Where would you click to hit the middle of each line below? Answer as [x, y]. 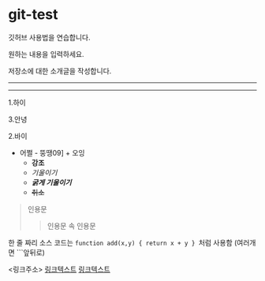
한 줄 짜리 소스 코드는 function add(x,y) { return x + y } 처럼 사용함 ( [123, 242]
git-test [33, 15]
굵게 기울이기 [52, 182]
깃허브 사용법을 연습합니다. [49, 37]
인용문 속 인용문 [71, 226]
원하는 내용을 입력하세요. [46, 54]
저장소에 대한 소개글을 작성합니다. [60, 71]
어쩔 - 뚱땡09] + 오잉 [52, 152]
